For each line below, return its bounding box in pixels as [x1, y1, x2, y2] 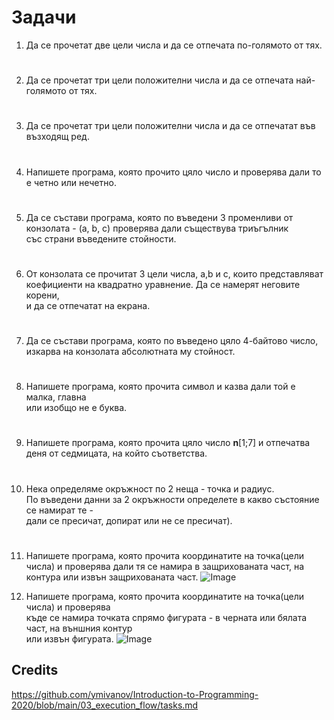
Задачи [11, 6, 77, 29]
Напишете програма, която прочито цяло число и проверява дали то [25, 166, 322, 178]
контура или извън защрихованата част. [25, 571, 199, 583]
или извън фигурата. [25, 632, 114, 645]
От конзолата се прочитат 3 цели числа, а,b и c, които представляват [25, 267, 324, 280]
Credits [11, 662, 59, 679]
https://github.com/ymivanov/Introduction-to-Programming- [11, 688, 259, 700]
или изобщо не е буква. [25, 402, 128, 414]
